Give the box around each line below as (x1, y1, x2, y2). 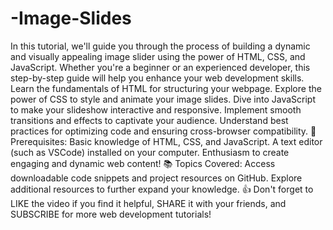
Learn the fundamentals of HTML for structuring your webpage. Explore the (10, 82, 322, 94)
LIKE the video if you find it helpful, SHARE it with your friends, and (10, 197, 287, 209)
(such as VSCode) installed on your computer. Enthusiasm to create (10, 146, 290, 158)
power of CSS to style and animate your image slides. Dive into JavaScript (10, 93, 317, 105)
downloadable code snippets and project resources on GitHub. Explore (10, 172, 303, 184)
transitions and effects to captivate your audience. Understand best (10, 114, 289, 126)
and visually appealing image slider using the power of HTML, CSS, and (10, 50, 306, 62)
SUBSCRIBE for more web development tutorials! (10, 208, 212, 220)
